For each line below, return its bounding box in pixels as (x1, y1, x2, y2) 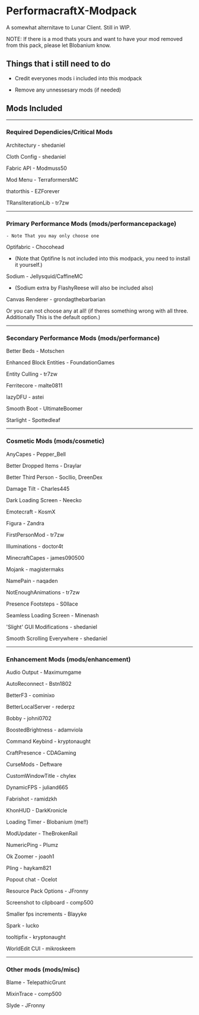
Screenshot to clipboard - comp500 (6, 899, 94, 906)
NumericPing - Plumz (6, 841, 59, 849)
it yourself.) (14, 261, 43, 269)
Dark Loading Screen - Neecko (6, 496, 82, 503)
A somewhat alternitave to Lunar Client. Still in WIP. (6, 24, 131, 31)
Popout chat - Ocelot (6, 876, 57, 883)
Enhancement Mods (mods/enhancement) (6, 655, 131, 663)
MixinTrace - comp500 (6, 991, 62, 998)
